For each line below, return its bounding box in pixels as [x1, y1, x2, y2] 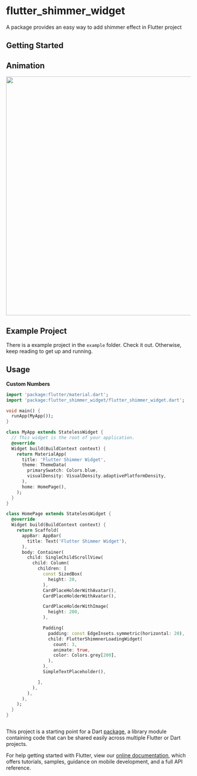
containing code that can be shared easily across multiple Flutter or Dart [6, 734, 181, 741]
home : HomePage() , [21, 484, 67, 490]
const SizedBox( [43, 571, 83, 577]
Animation [6, 61, 45, 71]
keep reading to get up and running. [6, 347, 93, 354]
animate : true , [53, 647, 91, 653]
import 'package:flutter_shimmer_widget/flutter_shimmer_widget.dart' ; [6, 397, 185, 403]
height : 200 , [47, 609, 80, 615]
